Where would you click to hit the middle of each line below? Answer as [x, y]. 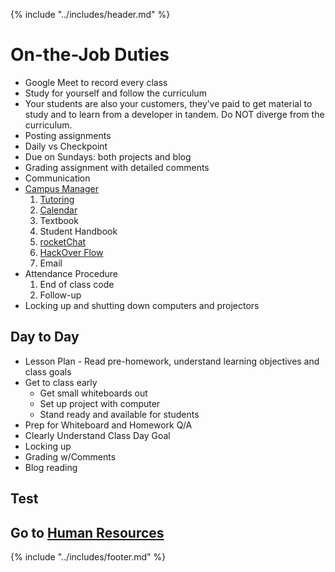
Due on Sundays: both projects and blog [108, 156]
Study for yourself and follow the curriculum [115, 93]
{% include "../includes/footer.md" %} [88, 556]
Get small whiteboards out [93, 393]
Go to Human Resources [87, 532]
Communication [57, 178]
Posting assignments [68, 135]
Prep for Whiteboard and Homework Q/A [108, 425]
